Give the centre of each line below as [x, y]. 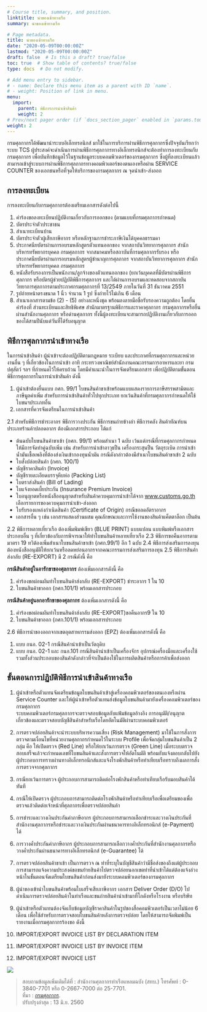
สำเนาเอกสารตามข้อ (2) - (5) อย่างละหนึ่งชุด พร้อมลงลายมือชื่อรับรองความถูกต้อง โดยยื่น [105, 300]
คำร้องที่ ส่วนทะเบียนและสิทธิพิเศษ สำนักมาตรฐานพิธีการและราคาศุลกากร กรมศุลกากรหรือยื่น [108, 307]
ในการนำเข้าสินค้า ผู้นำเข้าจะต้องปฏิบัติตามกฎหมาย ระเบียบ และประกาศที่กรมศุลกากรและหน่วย [101, 356]
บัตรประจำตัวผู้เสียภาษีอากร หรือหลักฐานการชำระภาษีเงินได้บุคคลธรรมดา [88, 238]
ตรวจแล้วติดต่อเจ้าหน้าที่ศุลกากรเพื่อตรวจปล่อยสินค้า [68, 805]
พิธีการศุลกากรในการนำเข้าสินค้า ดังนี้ [44, 376]
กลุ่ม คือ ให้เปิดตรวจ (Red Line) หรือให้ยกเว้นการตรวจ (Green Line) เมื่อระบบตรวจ [104, 746]
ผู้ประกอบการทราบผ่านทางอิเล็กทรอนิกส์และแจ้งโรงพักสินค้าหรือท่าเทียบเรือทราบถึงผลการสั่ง [107, 760]
